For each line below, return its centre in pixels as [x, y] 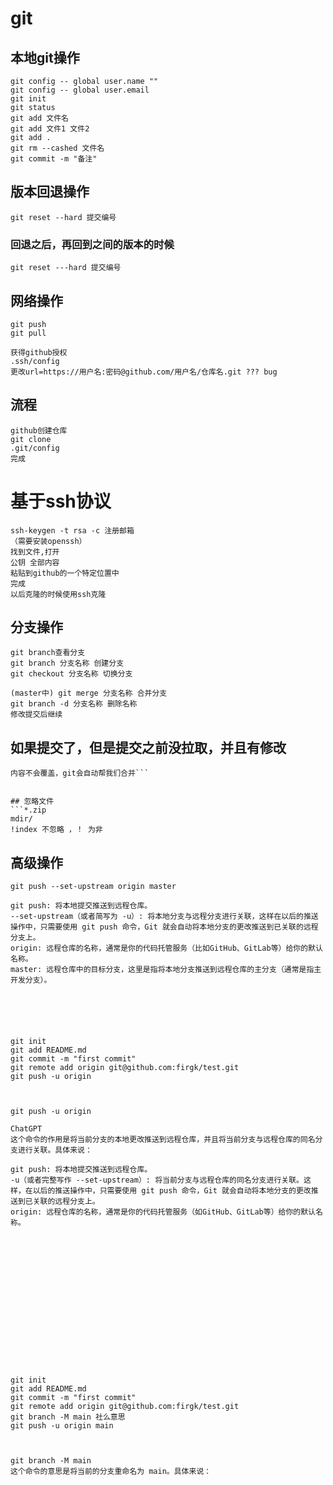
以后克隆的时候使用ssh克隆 [58, 594]
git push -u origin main [62, 1426]
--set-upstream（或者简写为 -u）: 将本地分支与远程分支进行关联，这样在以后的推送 [164, 917]
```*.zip [28, 810]
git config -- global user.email [80, 90]
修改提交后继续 [36, 715]
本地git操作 [45, 57]
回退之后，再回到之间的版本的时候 [92, 244]
